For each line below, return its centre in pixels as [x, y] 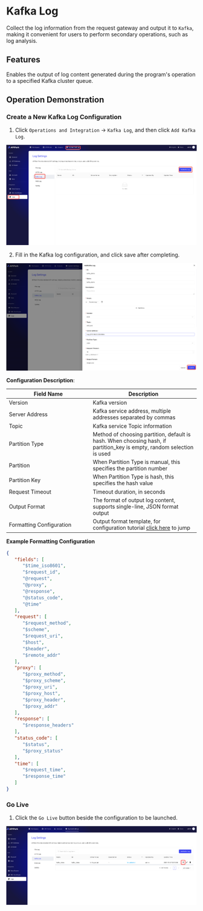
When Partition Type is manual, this [137, 462]
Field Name [48, 394]
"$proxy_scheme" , [44, 681]
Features [23, 60]
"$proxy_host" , [41, 693]
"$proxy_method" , [44, 674]
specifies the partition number [130, 469]
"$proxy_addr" [40, 706]
